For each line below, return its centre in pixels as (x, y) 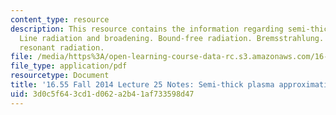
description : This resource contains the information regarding (147, 29)
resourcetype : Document (60, 76)
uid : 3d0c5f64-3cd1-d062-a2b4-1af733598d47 (102, 94)
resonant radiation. (62, 47)
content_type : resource (60, 19)
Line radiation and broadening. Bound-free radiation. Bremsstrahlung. (172, 38)
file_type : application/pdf (69, 66)
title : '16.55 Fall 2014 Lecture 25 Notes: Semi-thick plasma (142, 85)
